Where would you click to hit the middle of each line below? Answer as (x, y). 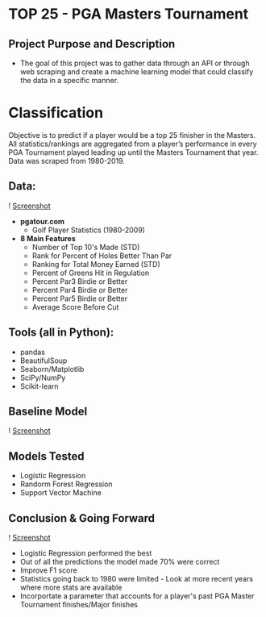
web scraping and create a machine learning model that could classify (137, 72)
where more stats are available (71, 587)
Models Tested (46, 456)
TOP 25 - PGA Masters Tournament (129, 14)
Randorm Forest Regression (66, 484)
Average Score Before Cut (75, 306)
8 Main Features (48, 238)
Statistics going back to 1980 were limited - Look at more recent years (137, 579)
